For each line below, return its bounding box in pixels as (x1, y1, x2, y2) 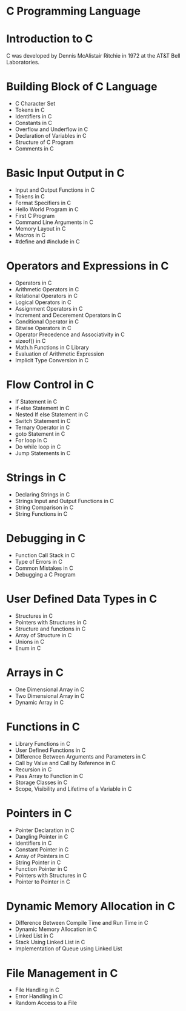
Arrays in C (6, 666, 64, 679)
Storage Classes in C (15, 779, 68, 786)
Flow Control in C (6, 378, 95, 392)
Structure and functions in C (15, 625, 86, 632)
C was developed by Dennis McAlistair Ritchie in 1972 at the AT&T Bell (6, 52, 181, 59)
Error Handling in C (15, 993, 63, 1000)
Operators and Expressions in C (6, 259, 169, 273)
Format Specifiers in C (15, 199, 71, 206)
